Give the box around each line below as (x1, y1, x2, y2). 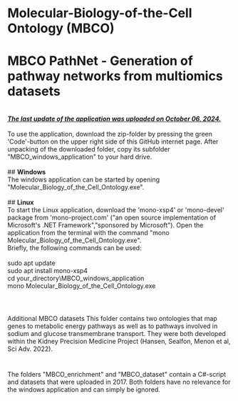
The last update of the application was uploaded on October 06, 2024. (7, 114, 222, 123)
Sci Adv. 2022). (7, 345, 53, 353)
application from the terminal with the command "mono (7, 229, 170, 237)
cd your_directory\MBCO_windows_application (7, 274, 145, 283)
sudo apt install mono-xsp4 (7, 267, 88, 275)
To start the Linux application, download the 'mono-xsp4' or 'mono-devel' (7, 206, 224, 214)
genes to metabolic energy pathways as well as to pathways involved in (7, 322, 218, 330)
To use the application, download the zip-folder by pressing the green (7, 130, 212, 139)
